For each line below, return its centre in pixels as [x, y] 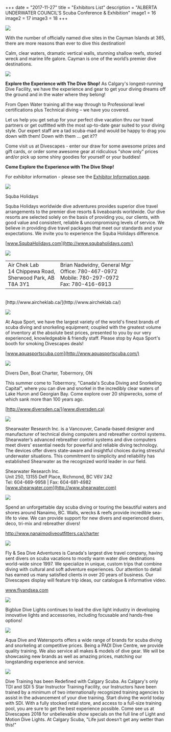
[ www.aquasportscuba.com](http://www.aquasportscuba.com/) [72, 353]
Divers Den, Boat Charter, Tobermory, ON [49, 373]
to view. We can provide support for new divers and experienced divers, [88, 518]
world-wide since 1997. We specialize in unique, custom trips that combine [84, 564]
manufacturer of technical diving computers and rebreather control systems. [86, 434]
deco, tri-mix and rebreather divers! [43, 524]
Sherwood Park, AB [31, 278]
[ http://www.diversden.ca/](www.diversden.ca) [55, 409]
